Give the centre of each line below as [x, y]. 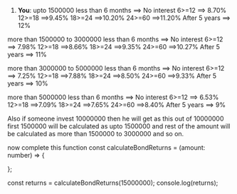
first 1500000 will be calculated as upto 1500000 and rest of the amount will [119, 126]
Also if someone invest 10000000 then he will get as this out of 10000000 [116, 118]
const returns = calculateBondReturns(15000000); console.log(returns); [113, 183]
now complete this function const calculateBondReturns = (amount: [106, 148]
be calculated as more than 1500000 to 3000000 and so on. [96, 134]
